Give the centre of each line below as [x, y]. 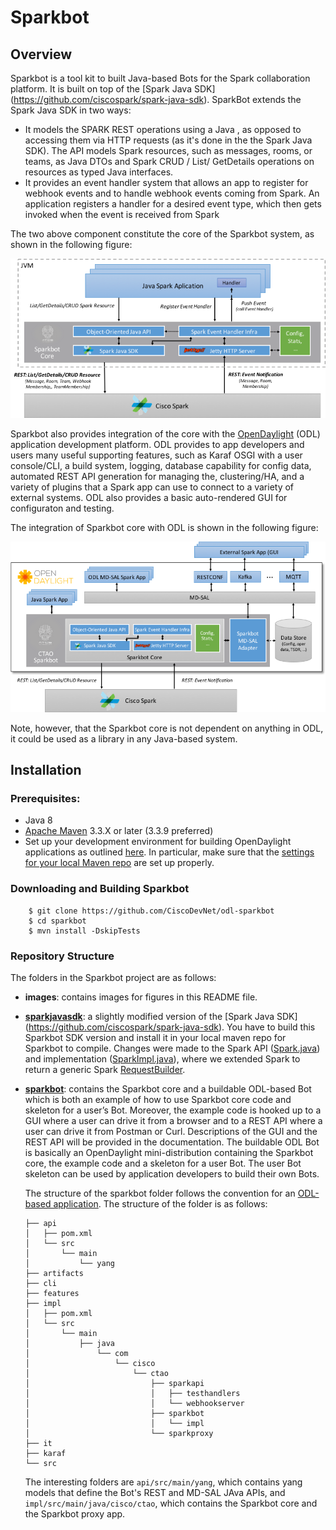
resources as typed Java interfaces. [99, 172]
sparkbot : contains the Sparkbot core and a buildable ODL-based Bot [168, 1089]
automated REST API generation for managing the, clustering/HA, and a [157, 476]
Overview [41, 54]
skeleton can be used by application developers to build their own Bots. [172, 1174]
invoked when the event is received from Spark [122, 214]
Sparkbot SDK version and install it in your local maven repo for [155, 1038]
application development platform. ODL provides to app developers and [157, 444]
